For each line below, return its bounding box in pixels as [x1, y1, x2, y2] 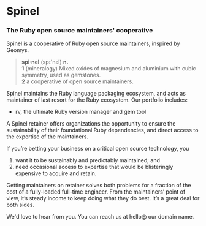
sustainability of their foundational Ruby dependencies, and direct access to [6, 127, 199, 134]
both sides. [6, 201, 35, 209]
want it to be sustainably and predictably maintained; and [15, 157, 161, 164]
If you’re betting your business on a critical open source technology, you [6, 145, 189, 153]
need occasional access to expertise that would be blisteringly [15, 164, 174, 171]
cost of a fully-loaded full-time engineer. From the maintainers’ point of [6, 188, 186, 195]
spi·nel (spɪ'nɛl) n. [21, 58, 69, 66]
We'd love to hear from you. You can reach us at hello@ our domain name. [6, 213, 194, 220]
